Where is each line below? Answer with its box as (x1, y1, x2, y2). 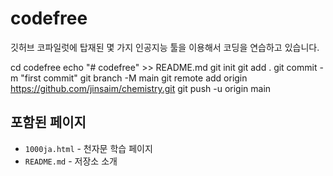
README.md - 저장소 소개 (24, 155, 118, 167)
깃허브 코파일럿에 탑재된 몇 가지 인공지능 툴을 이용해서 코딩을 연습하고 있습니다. (10, 41, 320, 53)
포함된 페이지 (10, 114, 87, 131)
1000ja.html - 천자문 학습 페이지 (24, 142, 153, 154)
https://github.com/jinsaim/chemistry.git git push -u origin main (10, 82, 272, 94)
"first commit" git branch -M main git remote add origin (20, 72, 248, 84)
